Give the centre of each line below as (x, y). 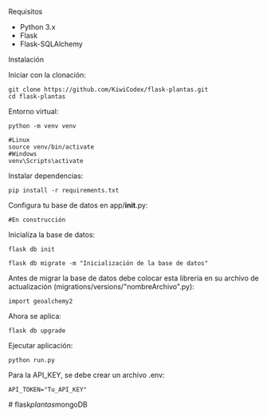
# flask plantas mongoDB (48, 404)
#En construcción (37, 220)
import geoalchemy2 (41, 301)
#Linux (19, 140)
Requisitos (26, 12)
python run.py (32, 360)
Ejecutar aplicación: (41, 346)
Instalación (26, 60)
